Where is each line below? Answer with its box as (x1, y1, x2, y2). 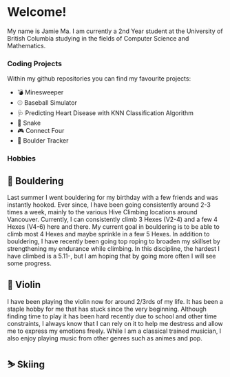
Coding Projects (7, 59, 63, 68)
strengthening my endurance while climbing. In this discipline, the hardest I (7, 244, 220, 252)
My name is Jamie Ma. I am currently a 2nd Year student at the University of (7, 27, 223, 35)
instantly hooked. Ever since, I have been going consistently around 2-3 (7, 201, 211, 209)
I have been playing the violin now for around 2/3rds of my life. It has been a (7, 297, 224, 305)
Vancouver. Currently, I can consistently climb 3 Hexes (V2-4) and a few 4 (7, 215, 218, 223)
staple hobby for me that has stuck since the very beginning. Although (7, 305, 207, 313)
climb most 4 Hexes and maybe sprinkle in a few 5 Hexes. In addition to (7, 230, 210, 238)
